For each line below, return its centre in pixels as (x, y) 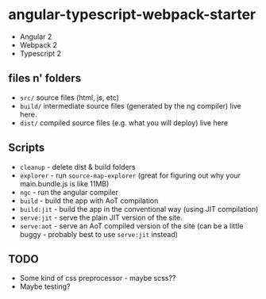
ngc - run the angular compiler (69, 192)
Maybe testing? (45, 286)
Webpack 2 (39, 44)
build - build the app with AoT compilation (89, 201)
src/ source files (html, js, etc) (69, 98)
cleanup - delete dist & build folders (77, 167)
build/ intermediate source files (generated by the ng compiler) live (131, 105)
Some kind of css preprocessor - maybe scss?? (98, 278)
